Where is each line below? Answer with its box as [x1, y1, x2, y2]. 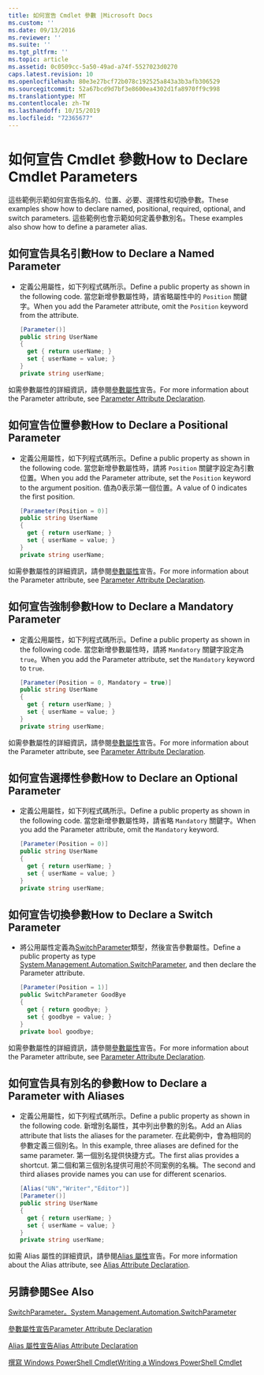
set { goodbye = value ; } [27, 1013, 113, 1021]
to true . [19, 663, 45, 673]
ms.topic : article [8, 56, 69, 64]
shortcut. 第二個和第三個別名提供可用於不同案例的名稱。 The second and [19, 1160, 256, 1170]
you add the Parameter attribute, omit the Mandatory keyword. [19, 825, 219, 835]
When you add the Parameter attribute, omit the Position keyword [33, 301, 248, 311]
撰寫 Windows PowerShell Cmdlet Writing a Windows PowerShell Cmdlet [8, 1358, 243, 1367]
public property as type [19, 951, 96, 961]
